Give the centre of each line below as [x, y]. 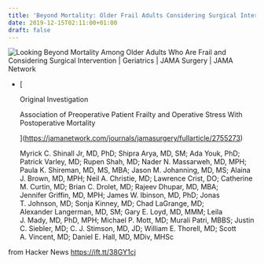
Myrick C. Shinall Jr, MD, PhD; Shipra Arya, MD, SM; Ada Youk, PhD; [130, 153]
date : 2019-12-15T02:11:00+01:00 [63, 23]
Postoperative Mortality [57, 123]
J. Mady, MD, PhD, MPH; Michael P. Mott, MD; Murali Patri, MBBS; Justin [137, 220]
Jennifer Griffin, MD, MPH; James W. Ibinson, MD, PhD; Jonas [119, 195]
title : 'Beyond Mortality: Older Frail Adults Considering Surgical [123, 15]
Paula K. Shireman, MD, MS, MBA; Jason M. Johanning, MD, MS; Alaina [135, 170]
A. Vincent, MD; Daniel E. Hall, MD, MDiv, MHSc [97, 237]
